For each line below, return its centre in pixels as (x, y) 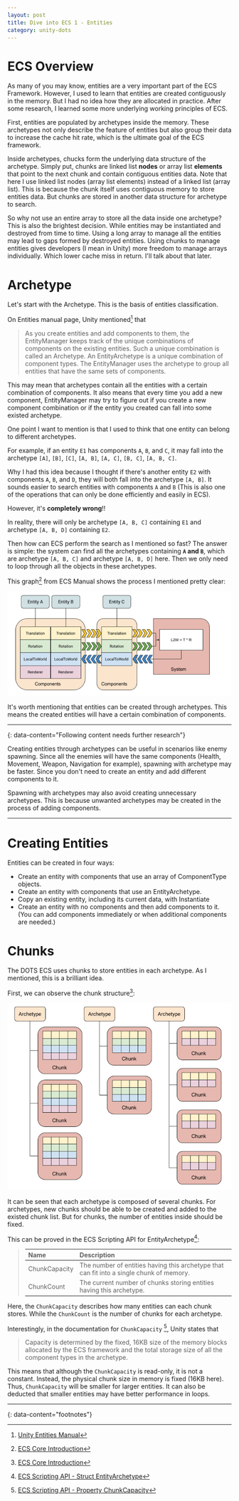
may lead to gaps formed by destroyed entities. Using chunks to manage (114, 241)
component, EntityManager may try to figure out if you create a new (107, 400)
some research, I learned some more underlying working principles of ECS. (117, 109)
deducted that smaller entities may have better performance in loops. (109, 1394)
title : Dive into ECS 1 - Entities (60, 22)
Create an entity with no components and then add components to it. (118, 907)
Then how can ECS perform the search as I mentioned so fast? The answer (117, 543)
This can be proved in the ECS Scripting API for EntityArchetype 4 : (103, 1238)
